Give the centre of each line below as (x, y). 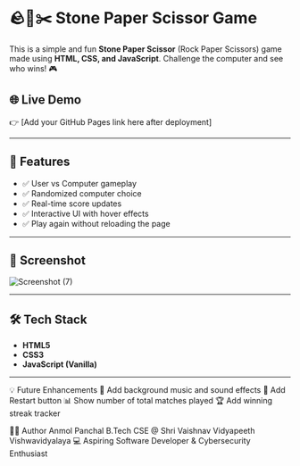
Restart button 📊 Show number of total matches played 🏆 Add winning (141, 401)
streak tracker (35, 413)
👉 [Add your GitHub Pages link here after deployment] (111, 121)
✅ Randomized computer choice (82, 193)
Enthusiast (29, 454)
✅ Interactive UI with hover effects (85, 213)
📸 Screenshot (48, 260)
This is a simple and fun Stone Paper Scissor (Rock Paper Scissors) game (146, 49)
